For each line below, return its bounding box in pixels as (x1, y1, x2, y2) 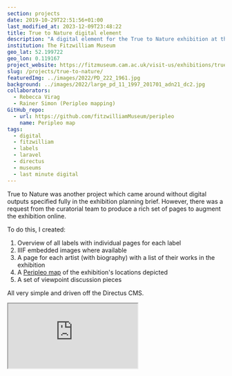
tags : (7, 126, 23, 133)
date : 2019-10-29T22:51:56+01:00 (7, 17, 104, 23)
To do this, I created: (7, 225, 66, 234)
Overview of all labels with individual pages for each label (17, 238, 182, 247)
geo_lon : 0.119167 (7, 55, 60, 62)
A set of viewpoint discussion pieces (17, 275, 122, 283)
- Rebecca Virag (13, 94, 60, 101)
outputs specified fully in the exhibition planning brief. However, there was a (7, 197, 223, 205)
